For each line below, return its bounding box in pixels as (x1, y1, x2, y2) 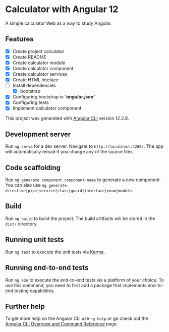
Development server (5, 130, 71, 138)
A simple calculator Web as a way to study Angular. (5, 20, 112, 26)
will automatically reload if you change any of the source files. (5, 149, 134, 155)
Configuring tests (12, 99, 49, 105)
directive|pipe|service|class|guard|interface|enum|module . (5, 188, 133, 194)
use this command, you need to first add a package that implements (5, 282, 147, 288)
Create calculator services (12, 71, 68, 77)
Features (5, 35, 34, 43)
